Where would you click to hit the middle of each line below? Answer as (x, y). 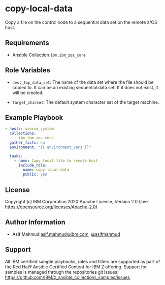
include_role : (33, 165)
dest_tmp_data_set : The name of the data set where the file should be (83, 82)
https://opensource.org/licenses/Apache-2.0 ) (51, 207)
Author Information (35, 222)
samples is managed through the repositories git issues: (62, 272)
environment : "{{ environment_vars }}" (50, 147)
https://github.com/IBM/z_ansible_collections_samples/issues (67, 277)
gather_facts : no (27, 143)
